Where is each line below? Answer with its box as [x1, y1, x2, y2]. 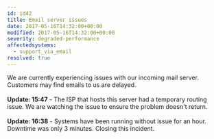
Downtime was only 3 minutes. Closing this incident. [7, 124, 155, 132]
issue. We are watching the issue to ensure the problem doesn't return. [7, 102, 208, 110]
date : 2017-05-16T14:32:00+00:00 [7, 23, 103, 29]
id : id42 [7, 10, 32, 17]
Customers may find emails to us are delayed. [7, 80, 136, 89]
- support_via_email [13, 49, 72, 55]
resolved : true [7, 55, 51, 62]
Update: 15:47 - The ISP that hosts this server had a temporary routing [7, 95, 207, 103]
